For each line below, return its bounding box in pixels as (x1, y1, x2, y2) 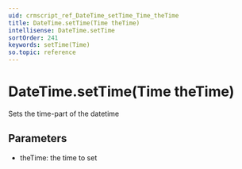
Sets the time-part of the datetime (8, 109, 120, 118)
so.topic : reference (8, 48, 77, 56)
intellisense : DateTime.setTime (8, 26, 115, 34)
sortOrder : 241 (8, 33, 59, 42)
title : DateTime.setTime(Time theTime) (8, 19, 140, 27)
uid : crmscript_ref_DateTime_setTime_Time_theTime (8, 11, 179, 20)
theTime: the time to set (19, 152, 98, 163)
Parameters (8, 132, 67, 145)
